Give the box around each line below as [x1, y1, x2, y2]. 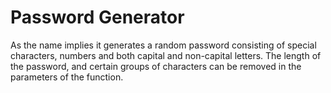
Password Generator [10, 6, 185, 29]
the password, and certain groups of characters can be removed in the [10, 60, 302, 72]
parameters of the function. [10, 71, 124, 83]
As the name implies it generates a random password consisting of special [10, 39, 317, 51]
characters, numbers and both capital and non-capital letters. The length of [10, 49, 322, 61]
